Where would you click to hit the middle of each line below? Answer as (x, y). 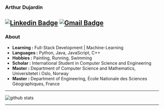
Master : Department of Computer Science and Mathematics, (74, 68)
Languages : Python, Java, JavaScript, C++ (56, 53)
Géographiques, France (36, 84)
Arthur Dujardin (24, 7)
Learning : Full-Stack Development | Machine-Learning (68, 47)
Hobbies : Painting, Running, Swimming (52, 58)
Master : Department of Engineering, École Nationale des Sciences (80, 78)
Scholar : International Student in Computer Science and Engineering (82, 63)
